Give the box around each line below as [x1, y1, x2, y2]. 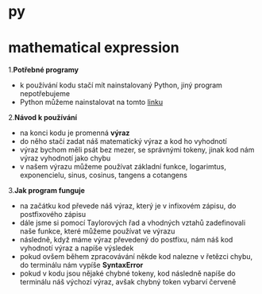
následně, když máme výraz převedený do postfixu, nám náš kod [19, 235, 233, 245]
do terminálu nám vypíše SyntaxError [19, 261, 144, 270]
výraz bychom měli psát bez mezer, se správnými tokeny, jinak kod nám [19, 145, 255, 155]
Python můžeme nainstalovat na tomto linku [19, 98, 164, 107]
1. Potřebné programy [8, 65, 79, 75]
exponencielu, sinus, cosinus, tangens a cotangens [19, 170, 188, 180]
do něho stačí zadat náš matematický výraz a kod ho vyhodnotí [19, 137, 228, 146]
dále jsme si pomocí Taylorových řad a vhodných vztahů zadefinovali [19, 218, 246, 228]
